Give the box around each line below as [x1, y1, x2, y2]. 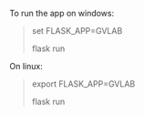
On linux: [9, 61, 43, 71]
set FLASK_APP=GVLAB [31, 26, 123, 36]
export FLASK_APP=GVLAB [31, 78, 136, 89]
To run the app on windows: [9, 8, 115, 18]
